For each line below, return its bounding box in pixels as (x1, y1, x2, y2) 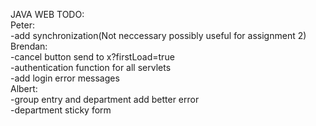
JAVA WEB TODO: (10, 9, 85, 20)
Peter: (10, 19, 35, 31)
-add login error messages (10, 72, 120, 84)
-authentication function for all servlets (10, 62, 172, 73)
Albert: (10, 83, 38, 94)
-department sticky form (10, 104, 112, 116)
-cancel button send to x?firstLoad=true (10, 51, 175, 63)
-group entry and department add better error (10, 94, 200, 105)
